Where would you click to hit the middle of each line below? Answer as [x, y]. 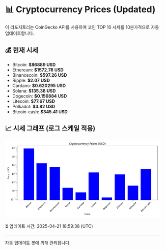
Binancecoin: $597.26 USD [40, 75]
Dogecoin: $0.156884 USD [40, 96]
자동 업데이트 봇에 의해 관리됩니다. [38, 243]
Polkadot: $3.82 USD [34, 106]
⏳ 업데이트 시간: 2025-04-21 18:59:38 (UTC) [49, 226]
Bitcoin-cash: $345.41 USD [40, 112]
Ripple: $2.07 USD [31, 80]
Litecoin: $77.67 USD [34, 101]
